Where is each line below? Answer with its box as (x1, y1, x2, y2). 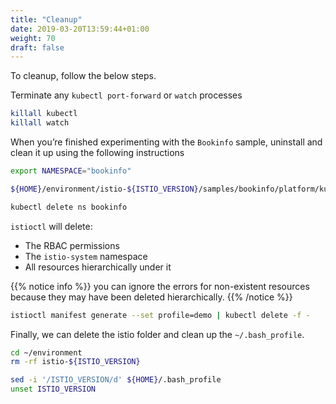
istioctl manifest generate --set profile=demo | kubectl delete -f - (10, 310, 311, 320)
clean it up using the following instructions (10, 147, 185, 158)
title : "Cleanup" (10, 14, 83, 25)
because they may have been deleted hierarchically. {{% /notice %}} (10, 291, 293, 303)
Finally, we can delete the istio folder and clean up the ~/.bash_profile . (10, 328, 305, 340)
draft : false (10, 42, 65, 53)
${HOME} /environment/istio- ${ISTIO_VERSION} (10, 184, 199, 194)
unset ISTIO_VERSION (10, 384, 97, 395)
